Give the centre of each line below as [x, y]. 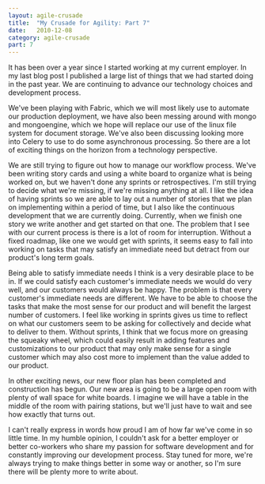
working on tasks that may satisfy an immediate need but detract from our [129, 249]
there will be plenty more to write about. [73, 472]
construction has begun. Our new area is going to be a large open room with [132, 389]
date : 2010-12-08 [40, 30]
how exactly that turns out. [52, 414]
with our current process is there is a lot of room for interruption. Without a [130, 233]
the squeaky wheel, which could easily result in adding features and [119, 340]
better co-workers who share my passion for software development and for [131, 447]
